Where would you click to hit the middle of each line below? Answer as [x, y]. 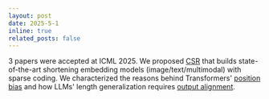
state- [248, 61]
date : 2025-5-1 [34, 23]
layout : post [30, 16]
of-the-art [25, 70]
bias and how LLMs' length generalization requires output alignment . [122, 87]
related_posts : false [45, 38]
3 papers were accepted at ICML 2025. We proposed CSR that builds [122, 61]
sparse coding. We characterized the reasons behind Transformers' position [134, 78]
